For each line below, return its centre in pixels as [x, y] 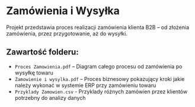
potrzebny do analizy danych [50, 98]
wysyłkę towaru [34, 73]
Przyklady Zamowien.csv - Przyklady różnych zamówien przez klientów [101, 91]
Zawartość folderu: [42, 52]
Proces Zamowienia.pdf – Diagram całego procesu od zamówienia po [98, 66]
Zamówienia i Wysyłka [63, 11]
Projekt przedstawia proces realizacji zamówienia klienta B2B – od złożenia [98, 27]
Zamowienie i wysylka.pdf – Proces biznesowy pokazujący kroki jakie [100, 79]
